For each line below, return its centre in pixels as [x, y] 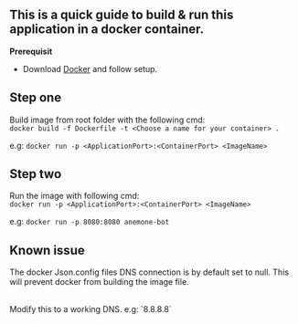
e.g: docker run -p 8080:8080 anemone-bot [90, 222]
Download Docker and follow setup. [90, 68]
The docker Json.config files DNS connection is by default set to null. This [149, 272]
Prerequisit [31, 51]
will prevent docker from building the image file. [99, 282]
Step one [36, 98]
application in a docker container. [107, 30]
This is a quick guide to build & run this [122, 15]
